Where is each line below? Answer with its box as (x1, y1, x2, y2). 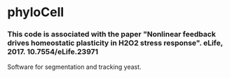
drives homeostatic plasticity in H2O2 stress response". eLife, (7, 38, 223, 48)
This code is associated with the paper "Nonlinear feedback (7, 30, 216, 39)
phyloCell (7, 4, 65, 20)
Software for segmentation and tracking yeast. (7, 63, 142, 71)
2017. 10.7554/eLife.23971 (7, 47, 98, 57)
